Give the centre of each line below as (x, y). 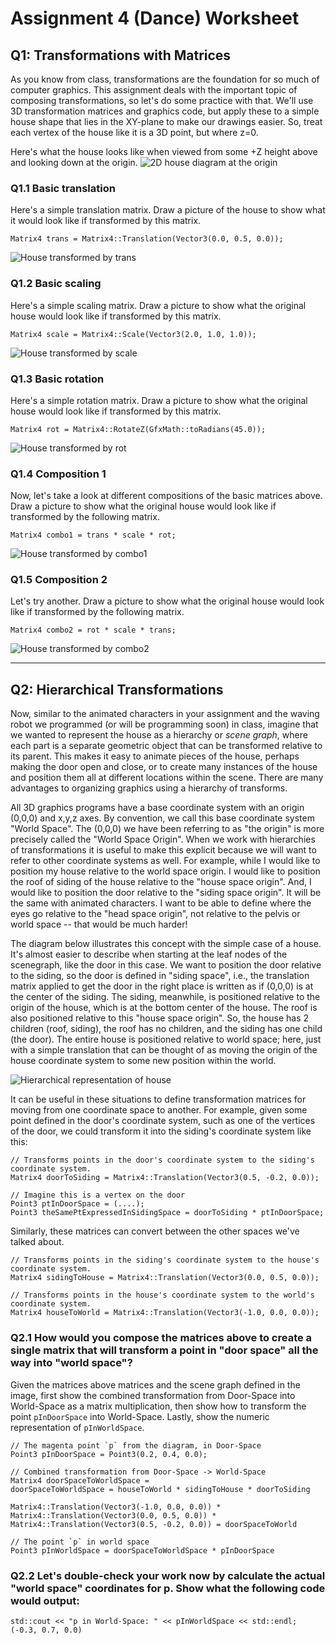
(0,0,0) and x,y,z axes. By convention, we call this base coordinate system (162, 818)
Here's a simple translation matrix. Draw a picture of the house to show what (168, 210)
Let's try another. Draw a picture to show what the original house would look (167, 601)
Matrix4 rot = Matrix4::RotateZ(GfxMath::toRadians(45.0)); (138, 429)
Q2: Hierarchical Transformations (117, 689)
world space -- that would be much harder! (99, 924)
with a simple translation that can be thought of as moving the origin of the (164, 1050)
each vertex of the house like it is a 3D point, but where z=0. (134, 132)
